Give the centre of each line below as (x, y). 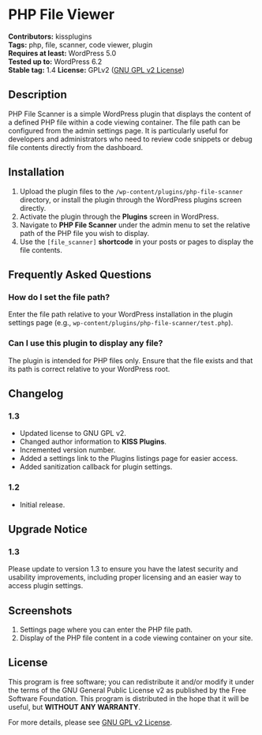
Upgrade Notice (48, 529)
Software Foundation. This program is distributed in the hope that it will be (129, 698)
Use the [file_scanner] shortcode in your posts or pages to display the (137, 242)
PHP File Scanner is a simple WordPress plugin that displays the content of (130, 114)
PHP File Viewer (62, 15)
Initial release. (42, 504)
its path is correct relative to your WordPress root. (89, 369)
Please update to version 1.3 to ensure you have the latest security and (123, 569)
